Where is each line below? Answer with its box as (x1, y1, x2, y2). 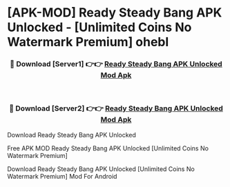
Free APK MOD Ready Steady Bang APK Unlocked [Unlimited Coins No (7, 144, 209, 152)
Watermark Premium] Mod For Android (7, 172, 117, 180)
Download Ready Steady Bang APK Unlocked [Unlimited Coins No (7, 164, 195, 173)
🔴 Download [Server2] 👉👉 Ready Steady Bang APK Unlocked (9, 104, 223, 113)
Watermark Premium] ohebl (7, 35, 169, 50)
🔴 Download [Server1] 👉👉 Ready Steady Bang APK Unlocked (10, 59, 222, 69)
